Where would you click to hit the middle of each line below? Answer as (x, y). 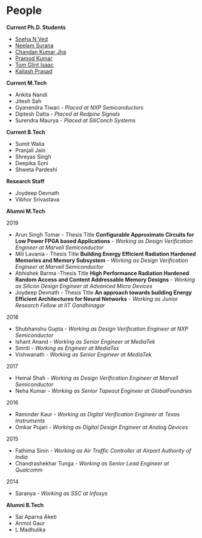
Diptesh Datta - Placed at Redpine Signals (67, 114)
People (24, 11)
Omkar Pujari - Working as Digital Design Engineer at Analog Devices (102, 427)
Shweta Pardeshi (36, 169)
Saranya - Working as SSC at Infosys (61, 493)
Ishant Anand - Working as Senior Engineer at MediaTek (85, 341)
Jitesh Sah (28, 101)
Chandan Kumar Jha (41, 51)
